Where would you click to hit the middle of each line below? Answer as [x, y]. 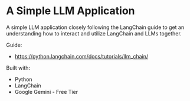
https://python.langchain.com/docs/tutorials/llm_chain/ [81, 56]
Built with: [18, 68]
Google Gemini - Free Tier [46, 92]
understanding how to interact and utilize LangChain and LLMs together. [94, 33]
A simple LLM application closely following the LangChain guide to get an [95, 27]
